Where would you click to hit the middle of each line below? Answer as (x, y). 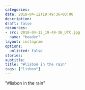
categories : (17, 10)
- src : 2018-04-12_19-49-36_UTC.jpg (42, 32)
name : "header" (25, 37)
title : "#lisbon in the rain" (36, 64)
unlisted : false (26, 51)
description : (18, 19)
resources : (16, 28)
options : (14, 46)
